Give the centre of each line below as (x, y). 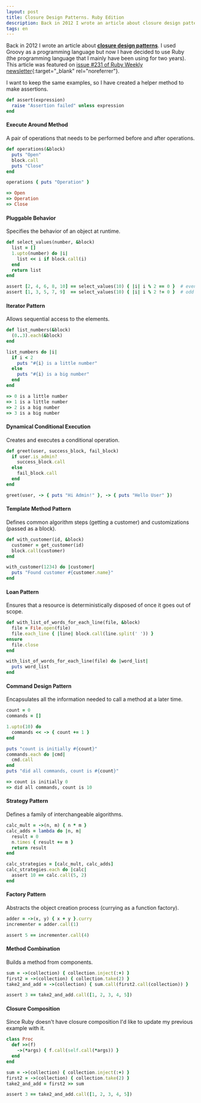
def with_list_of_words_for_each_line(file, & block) (73, 623)
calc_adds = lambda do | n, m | (44, 831)
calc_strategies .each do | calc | (46, 870)
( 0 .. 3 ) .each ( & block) (37, 336)
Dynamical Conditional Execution (48, 427)
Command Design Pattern (39, 686)
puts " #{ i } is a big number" (53, 374)
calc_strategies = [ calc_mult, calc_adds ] (60, 864)
